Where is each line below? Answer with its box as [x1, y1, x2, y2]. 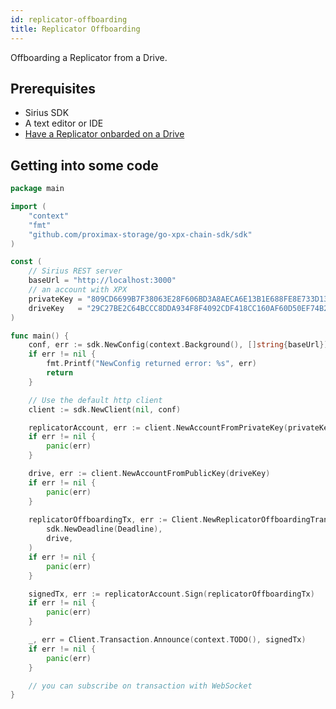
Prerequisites [10, 80, 96, 97]
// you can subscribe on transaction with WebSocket [28, 681, 253, 691]
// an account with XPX [28, 285, 128, 295]
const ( [10, 257, 43, 267]
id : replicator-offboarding [10, 14, 128, 25]
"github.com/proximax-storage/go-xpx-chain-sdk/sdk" [28, 229, 253, 240]
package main [10, 184, 65, 194]
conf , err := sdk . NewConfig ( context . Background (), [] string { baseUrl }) [28, 340, 329, 350]
